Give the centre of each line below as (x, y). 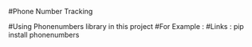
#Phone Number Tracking (51, 11)
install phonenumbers (44, 35)
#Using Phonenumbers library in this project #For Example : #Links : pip (126, 26)
